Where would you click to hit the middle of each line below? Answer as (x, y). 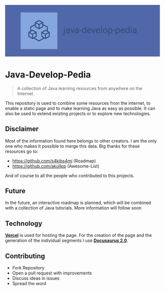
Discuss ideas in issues (36, 278)
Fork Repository (28, 268)
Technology (24, 223)
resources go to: (22, 151)
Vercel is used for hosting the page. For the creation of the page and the (79, 235)
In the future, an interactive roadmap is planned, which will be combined (78, 203)
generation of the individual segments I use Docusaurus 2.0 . (67, 240)
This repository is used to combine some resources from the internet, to (78, 103)
